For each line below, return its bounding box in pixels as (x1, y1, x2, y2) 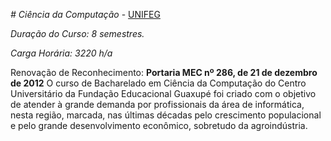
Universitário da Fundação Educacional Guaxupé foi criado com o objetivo (10, 88, 317, 99)
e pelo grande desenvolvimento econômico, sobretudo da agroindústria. (10, 120, 308, 131)
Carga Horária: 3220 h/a (10, 47, 113, 59)
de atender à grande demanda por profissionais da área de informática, (10, 99, 305, 110)
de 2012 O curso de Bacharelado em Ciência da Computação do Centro (10, 77, 307, 89)
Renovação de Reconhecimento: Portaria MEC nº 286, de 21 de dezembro (10, 67, 318, 78)
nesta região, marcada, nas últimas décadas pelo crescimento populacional (10, 109, 322, 121)
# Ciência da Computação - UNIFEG (10, 9, 161, 20)
